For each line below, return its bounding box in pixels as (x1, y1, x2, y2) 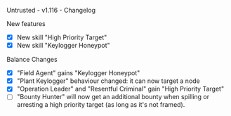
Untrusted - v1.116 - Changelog (6, 6, 96, 14)
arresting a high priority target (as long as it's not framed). (16, 101, 185, 109)
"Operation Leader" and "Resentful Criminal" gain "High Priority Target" (16, 84, 225, 94)
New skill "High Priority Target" (16, 33, 107, 41)
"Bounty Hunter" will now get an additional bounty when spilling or (16, 93, 210, 101)
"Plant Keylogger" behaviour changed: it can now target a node (16, 77, 201, 85)
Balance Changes (6, 56, 58, 64)
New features (6, 20, 46, 27)
